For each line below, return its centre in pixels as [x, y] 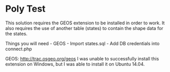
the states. [16, 33]
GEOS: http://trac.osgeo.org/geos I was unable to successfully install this [82, 58]
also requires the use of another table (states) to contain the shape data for [84, 28]
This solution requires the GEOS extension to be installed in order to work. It [85, 23]
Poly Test [26, 9]
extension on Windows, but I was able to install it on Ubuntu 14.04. [75, 64]
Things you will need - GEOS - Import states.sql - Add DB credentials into [82, 43]
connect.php [19, 49]
